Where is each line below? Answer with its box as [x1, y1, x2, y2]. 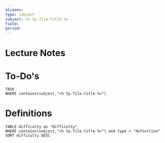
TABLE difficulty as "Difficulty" [5, 124, 78, 129]
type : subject [5, 12, 35, 17]
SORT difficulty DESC [5, 133, 51, 138]
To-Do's [5, 70, 40, 81]
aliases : [5, 7, 24, 12]
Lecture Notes [5, 47, 66, 59]
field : [5, 21, 19, 26]
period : [5, 26, 22, 31]
